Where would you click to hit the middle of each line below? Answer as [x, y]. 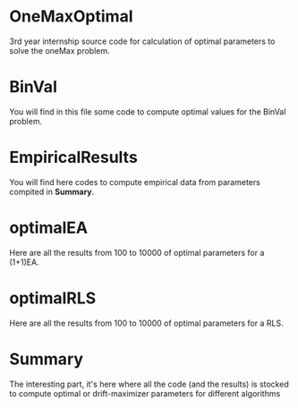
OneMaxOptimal [71, 17]
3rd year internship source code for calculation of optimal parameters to [142, 41]
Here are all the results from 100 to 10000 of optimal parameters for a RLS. [146, 323]
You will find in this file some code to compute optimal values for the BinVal [148, 111]
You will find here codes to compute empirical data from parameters [135, 182]
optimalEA [48, 228]
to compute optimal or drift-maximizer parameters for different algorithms [145, 393]
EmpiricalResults [74, 157]
